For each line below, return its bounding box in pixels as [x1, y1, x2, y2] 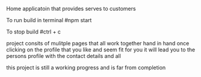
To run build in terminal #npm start [6, 17, 92, 23]
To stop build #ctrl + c [6, 28, 61, 35]
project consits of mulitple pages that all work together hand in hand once [6, 40, 190, 47]
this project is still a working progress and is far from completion [6, 64, 166, 71]
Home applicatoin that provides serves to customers [6, 5, 137, 12]
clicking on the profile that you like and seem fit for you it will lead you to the [6, 46, 196, 53]
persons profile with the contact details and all [6, 53, 122, 59]
